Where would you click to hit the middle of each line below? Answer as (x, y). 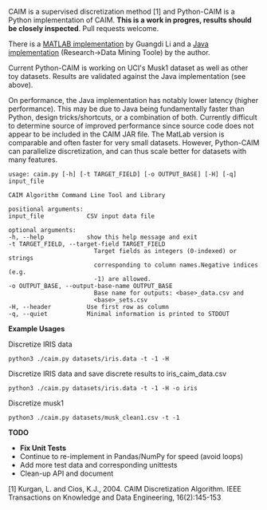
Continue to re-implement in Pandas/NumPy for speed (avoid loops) (132, 457)
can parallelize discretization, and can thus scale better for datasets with (128, 151)
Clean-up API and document (67, 473)
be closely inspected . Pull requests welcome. (84, 28)
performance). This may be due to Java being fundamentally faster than (126, 109)
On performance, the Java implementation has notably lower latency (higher (133, 100)
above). (21, 85)
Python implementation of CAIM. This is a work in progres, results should (130, 20)
